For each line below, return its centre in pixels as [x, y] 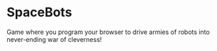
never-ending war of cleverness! [54, 39]
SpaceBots [39, 12]
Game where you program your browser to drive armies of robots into [108, 32]
